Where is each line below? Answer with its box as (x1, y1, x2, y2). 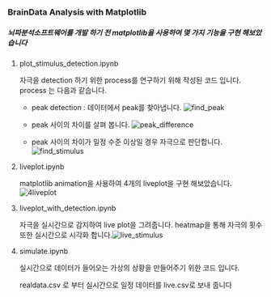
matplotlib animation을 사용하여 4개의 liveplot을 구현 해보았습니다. (19, 178, 232, 188)
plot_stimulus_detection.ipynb (19, 58, 119, 68)
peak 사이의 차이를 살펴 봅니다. (31, 120, 130, 129)
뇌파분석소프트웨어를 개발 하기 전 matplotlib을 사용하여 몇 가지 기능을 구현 (7, 28, 241, 37)
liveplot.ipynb (19, 161, 65, 172)
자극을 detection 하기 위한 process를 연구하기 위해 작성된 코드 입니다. (19, 75, 242, 85)
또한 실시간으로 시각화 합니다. (19, 230, 113, 240)
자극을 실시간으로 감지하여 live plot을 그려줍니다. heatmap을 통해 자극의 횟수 (19, 219, 263, 229)
